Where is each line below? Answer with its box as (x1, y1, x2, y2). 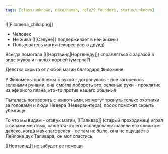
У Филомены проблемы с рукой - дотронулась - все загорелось (5, 76, 144, 82)
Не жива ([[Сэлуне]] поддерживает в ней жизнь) (12, 36, 119, 42)
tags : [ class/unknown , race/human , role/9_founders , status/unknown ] (5, 7, 155, 13)
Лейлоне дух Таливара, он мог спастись (5, 133, 93, 139)
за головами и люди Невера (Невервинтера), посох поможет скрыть (5, 102, 154, 108)
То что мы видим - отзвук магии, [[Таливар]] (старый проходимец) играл (5, 117, 163, 123)
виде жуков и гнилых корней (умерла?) (5, 56, 91, 63)
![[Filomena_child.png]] (5, 21, 53, 27)
